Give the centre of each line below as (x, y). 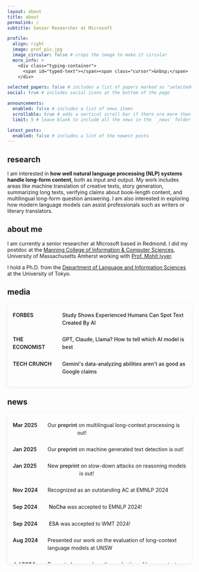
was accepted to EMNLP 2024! (104, 507)
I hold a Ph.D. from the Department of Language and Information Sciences (97, 267)
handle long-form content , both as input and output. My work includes (93, 180)
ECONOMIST (29, 347)
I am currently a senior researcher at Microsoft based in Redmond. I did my (98, 243)
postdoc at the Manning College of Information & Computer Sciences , (91, 249)
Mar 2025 (25, 425)
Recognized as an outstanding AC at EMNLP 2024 (108, 490)
